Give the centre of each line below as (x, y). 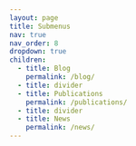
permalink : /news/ (60, 128)
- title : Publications (60, 93)
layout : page (34, 18)
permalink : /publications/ (77, 102)
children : (28, 60)
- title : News (44, 119)
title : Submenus (40, 26)
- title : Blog (44, 69)
